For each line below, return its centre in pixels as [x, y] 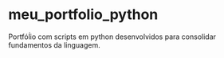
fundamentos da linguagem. [55, 44]
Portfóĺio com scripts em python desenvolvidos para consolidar [112, 37]
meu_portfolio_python [83, 15]
